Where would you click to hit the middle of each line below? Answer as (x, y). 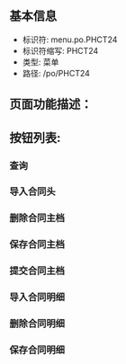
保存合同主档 (37, 244)
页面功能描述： (51, 105)
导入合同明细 (37, 297)
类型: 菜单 (40, 62)
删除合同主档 (37, 218)
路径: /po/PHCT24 (56, 73)
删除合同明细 (37, 324)
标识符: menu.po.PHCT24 (70, 40)
